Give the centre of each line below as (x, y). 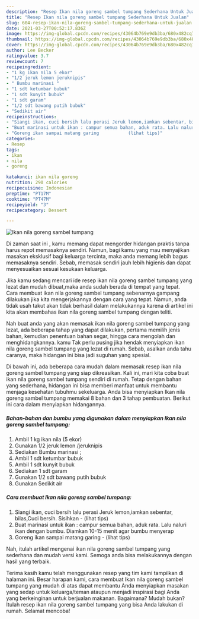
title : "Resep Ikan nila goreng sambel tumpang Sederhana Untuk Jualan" (98, 17)
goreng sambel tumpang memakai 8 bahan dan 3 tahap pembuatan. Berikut (98, 398)
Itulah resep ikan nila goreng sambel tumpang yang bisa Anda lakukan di (95, 605)
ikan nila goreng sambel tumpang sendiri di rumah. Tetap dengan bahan (94, 379)
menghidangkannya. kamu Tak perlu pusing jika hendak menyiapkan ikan (95, 343)
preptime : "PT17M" (29, 194)
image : (14, 34)
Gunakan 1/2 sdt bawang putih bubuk (60, 477)
